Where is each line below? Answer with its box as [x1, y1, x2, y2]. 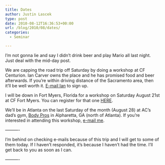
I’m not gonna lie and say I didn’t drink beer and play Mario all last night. [5, 52, 151, 58]
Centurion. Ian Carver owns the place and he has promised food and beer [5, 72, 155, 78]
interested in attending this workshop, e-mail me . [5, 117, 105, 123]
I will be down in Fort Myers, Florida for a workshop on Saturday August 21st [5, 92, 160, 98]
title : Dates [5, 7, 32, 12]
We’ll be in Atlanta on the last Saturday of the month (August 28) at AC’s [5, 107, 151, 113]
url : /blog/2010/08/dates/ [5, 26, 61, 30]
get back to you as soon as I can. [5, 147, 72, 153]
